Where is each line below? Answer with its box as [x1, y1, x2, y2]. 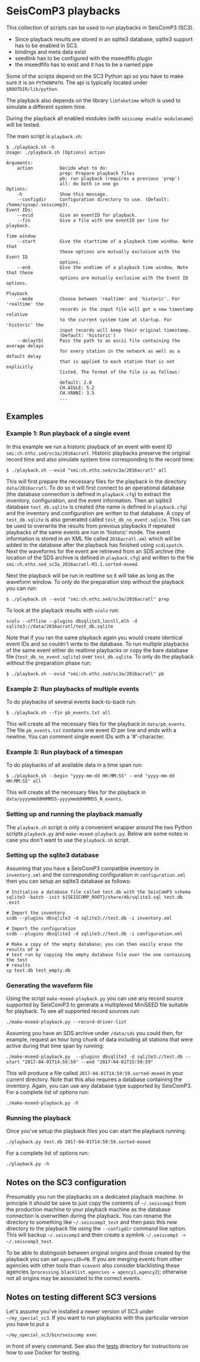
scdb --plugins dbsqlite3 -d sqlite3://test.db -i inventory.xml [6, 915, 172, 921]
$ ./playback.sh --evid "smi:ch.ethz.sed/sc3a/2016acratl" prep [6, 596, 170, 602]
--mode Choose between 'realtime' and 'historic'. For [17, 296, 180, 302]
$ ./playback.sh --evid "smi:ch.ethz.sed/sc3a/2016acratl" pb [6, 671, 164, 677]
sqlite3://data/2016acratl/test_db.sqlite [6, 623, 113, 629]
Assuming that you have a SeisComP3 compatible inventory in [6, 865, 159, 872]
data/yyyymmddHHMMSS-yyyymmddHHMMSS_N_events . [6, 795, 123, 802]
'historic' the [6, 322, 44, 328]
